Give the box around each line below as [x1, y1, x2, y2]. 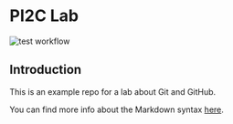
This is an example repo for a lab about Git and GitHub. [9, 86, 217, 97]
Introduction [9, 62, 82, 77]
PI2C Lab [9, 5, 79, 26]
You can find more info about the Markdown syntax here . [9, 104, 224, 115]
